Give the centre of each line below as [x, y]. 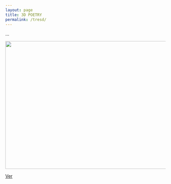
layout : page [19, 10]
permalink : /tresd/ [26, 19]
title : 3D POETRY [24, 15]
